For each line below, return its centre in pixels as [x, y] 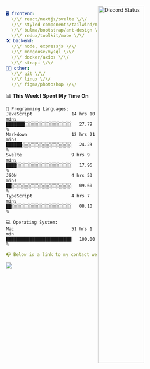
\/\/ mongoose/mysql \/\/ [43, 52]
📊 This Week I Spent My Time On [47, 96]
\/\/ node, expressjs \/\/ [44, 46]
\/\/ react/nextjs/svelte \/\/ [49, 19]
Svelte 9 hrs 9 [48, 155]
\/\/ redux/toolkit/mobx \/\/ [48, 35]
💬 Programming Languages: [37, 109]
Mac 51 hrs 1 [49, 229]
